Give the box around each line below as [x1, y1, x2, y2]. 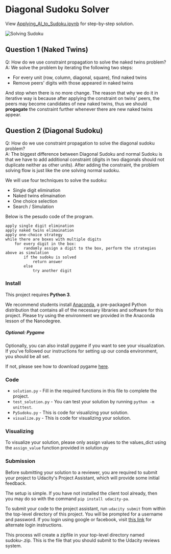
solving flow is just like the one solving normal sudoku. [5, 167, 120, 173]
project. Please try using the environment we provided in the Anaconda [5, 312, 155, 318]
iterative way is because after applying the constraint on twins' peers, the [5, 95, 160, 101]
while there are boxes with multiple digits [5, 237, 102, 242]
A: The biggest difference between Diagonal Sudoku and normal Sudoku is [5, 151, 162, 157]
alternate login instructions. [5, 522, 63, 528]
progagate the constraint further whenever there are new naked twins [5, 106, 153, 112]
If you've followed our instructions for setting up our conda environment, [5, 347, 158, 354]
